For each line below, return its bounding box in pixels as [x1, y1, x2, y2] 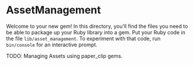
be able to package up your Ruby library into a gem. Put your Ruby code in [6, 28, 186, 35]
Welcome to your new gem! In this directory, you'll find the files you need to [6, 23, 188, 30]
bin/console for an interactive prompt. [6, 41, 98, 48]
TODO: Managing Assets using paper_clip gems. [6, 52, 123, 59]
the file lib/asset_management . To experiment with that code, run [6, 35, 161, 42]
